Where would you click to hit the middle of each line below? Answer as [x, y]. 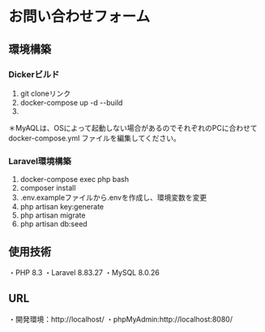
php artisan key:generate [62, 207]
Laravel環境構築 [40, 161]
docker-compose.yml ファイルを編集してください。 [94, 138]
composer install [48, 188]
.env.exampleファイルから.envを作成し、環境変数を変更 [113, 198]
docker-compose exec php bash [75, 179]
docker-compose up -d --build [71, 102]
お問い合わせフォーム [79, 17]
